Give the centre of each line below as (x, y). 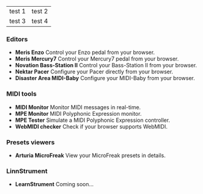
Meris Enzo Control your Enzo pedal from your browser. (85, 52)
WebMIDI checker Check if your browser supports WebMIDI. (91, 126)
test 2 (40, 11)
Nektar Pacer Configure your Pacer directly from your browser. (94, 72)
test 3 (18, 21)
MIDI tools (22, 94)
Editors (17, 39)
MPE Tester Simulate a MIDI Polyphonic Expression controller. (92, 120)
